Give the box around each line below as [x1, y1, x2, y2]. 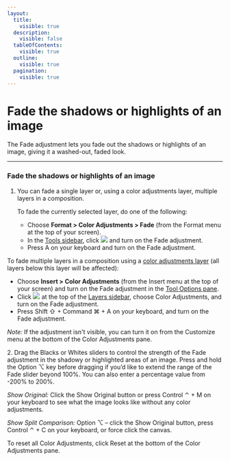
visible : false [19, 36, 63, 42]
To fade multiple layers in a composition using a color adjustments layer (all [7, 256, 220, 264]
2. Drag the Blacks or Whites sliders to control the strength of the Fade [7, 348, 207, 356]
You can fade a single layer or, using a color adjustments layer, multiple [16, 186, 218, 195]
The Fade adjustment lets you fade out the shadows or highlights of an [7, 140, 207, 149]
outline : [13, 55, 38, 62]
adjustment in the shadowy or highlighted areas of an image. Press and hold [7, 356, 222, 364]
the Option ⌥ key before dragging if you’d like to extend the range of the [7, 362, 212, 371]
